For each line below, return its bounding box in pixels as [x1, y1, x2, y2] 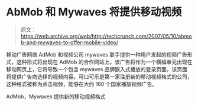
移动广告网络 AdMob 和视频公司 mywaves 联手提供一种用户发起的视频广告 [6, 51, 187, 58]
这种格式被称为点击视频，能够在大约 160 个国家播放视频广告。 [6, 80, 158, 87]
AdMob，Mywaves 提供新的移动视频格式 [6, 92, 106, 100]
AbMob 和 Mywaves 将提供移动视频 [6, 5, 182, 19]
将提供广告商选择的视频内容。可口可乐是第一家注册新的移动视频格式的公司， [6, 73, 193, 80]
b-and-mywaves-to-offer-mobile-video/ [20, 39, 119, 46]
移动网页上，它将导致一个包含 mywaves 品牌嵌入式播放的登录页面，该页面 [6, 65, 188, 72]
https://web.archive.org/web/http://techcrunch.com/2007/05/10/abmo [20, 32, 192, 39]
